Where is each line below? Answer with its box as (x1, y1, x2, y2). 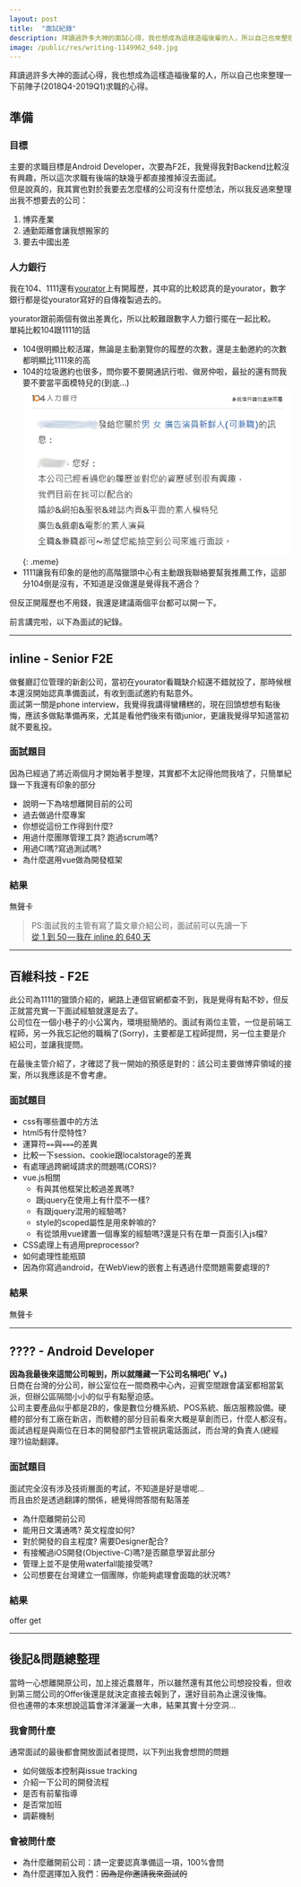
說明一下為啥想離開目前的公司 (21, 798, 133, 808)
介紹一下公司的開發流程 (21, 1777, 109, 1787)
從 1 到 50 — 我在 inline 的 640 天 (30, 931, 151, 942)
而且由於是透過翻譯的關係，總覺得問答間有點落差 (9, 1494, 190, 1504)
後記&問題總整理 (9, 1652, 100, 1667)
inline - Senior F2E (9, 651, 114, 666)
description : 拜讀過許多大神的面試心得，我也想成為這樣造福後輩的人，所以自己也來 (9, 33, 282, 42)
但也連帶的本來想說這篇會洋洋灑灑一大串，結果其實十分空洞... (9, 1699, 236, 1710)
